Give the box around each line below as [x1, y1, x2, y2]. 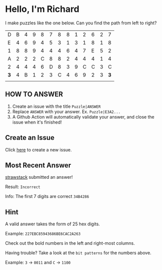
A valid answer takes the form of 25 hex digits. [5, 221, 100, 227]
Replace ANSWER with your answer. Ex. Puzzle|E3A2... [12, 108, 121, 115]
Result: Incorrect [5, 184, 41, 190]
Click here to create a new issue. [5, 146, 72, 152]
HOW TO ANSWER [5, 90, 63, 99]
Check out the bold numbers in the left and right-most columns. [5, 240, 135, 246]
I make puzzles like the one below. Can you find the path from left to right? [5, 20, 157, 26]
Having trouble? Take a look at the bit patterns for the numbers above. [5, 250, 152, 256]
